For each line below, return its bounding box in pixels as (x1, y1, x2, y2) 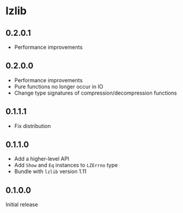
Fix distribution (14, 122, 51, 129)
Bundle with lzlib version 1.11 (14, 168, 87, 175)
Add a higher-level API (14, 155, 70, 162)
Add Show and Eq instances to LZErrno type (14, 162, 118, 169)
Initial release (5, 201, 38, 208)
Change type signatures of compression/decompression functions (14, 89, 177, 96)
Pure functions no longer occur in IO (14, 83, 103, 90)
